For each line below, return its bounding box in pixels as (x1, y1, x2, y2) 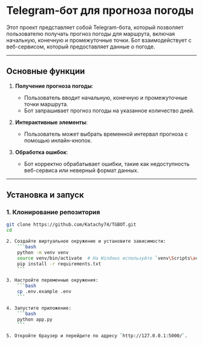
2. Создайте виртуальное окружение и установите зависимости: (6, 238, 166, 245)
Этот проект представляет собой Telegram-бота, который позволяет (6, 24, 184, 31)
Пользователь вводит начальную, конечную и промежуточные (24, 94, 188, 101)
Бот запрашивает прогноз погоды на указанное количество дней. (24, 107, 195, 114)
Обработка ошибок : (14, 148, 68, 156)
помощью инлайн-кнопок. (24, 137, 92, 144)
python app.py (17, 316, 53, 323)
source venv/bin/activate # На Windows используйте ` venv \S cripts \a (17, 255, 196, 261)
